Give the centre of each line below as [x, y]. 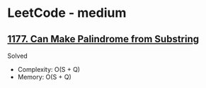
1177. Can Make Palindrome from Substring [103, 39]
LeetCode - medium [67, 13]
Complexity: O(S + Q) [48, 69]
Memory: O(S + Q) [45, 77]
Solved [18, 56]
